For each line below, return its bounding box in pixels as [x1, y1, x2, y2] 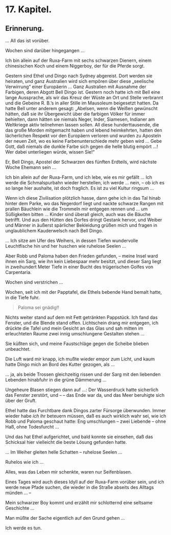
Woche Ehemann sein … [5, 164, 56, 170]
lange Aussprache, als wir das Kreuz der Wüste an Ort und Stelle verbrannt [5, 95, 163, 100]
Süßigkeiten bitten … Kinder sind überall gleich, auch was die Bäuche [5, 211, 151, 217]
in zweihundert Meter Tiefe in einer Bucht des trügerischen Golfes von [5, 264, 154, 270]
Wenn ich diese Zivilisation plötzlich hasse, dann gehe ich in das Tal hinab [5, 195, 161, 201]
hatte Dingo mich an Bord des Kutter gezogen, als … [5, 361, 115, 367]
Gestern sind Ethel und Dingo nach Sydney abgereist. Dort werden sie [5, 73, 153, 79]
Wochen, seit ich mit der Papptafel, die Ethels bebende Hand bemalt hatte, [5, 289, 162, 295]
